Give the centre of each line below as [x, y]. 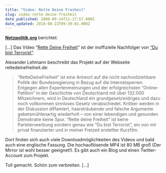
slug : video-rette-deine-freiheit [41, 14]
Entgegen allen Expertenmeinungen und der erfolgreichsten [79, 88]
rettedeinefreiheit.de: [27, 68]
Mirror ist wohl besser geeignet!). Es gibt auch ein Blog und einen [72, 150]
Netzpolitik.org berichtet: [32, 38]
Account [14, 156]
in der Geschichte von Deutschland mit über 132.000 [90, 93]
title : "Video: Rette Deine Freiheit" [45, 10]
